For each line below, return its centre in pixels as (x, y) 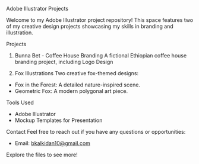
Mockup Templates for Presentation (59, 120)
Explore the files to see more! (42, 155)
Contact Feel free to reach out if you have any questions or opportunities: (96, 132)
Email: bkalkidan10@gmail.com (53, 143)
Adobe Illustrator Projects (37, 9)
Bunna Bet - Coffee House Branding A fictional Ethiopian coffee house (101, 55)
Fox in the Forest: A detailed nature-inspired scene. (78, 85)
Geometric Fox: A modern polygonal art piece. (71, 91)
